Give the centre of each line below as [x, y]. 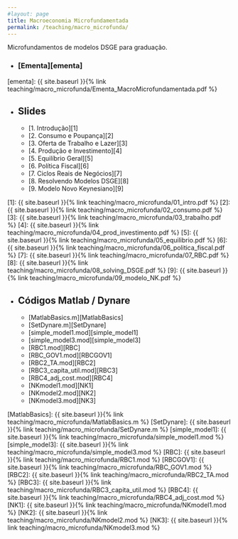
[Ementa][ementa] [50, 66]
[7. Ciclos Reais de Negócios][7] [75, 174]
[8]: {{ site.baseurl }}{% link [48, 263]
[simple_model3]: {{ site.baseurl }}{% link [68, 444]
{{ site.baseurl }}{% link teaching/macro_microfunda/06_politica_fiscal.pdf [116, 248]
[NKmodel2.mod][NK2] [62, 393]
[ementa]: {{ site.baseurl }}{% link [57, 81]
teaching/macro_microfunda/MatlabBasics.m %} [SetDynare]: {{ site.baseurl [119, 422]
